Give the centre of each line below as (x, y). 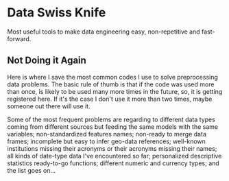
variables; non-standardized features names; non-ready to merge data (107, 134)
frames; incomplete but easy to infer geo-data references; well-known (106, 141)
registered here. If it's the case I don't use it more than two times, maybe (110, 99)
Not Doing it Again (47, 61)
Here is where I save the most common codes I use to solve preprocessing (112, 77)
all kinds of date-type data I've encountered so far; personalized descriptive (114, 156)
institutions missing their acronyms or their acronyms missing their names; (112, 148)
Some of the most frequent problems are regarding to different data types (111, 119)
